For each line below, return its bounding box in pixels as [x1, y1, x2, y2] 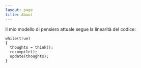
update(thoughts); [10, 54, 49, 59]
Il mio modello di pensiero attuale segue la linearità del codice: [5, 26, 136, 32]
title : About [5, 12, 33, 17]
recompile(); [10, 49, 38, 54]
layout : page [5, 7, 33, 13]
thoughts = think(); [10, 45, 53, 50]
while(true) [5, 36, 31, 41]
